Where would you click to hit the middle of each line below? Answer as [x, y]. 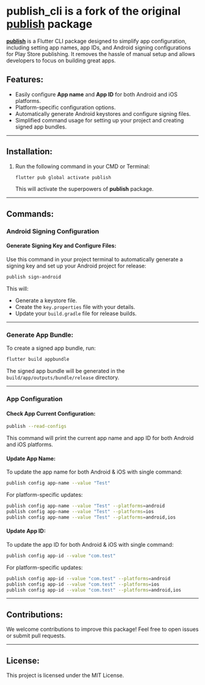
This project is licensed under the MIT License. [65, 675]
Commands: [30, 214]
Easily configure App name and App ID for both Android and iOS [96, 94]
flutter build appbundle [38, 360]
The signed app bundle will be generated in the [66, 371]
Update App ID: [26, 531]
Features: [25, 80]
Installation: [30, 151]
